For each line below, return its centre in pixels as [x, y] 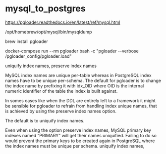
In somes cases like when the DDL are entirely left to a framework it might [81, 100]
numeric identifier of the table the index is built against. [61, 91]
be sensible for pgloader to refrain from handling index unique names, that [81, 106]
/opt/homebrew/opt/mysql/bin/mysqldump [49, 32]
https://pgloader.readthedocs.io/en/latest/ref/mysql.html [63, 22]
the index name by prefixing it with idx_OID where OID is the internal [75, 86]
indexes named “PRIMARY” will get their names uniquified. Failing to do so [81, 135]
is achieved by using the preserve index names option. [61, 111]
